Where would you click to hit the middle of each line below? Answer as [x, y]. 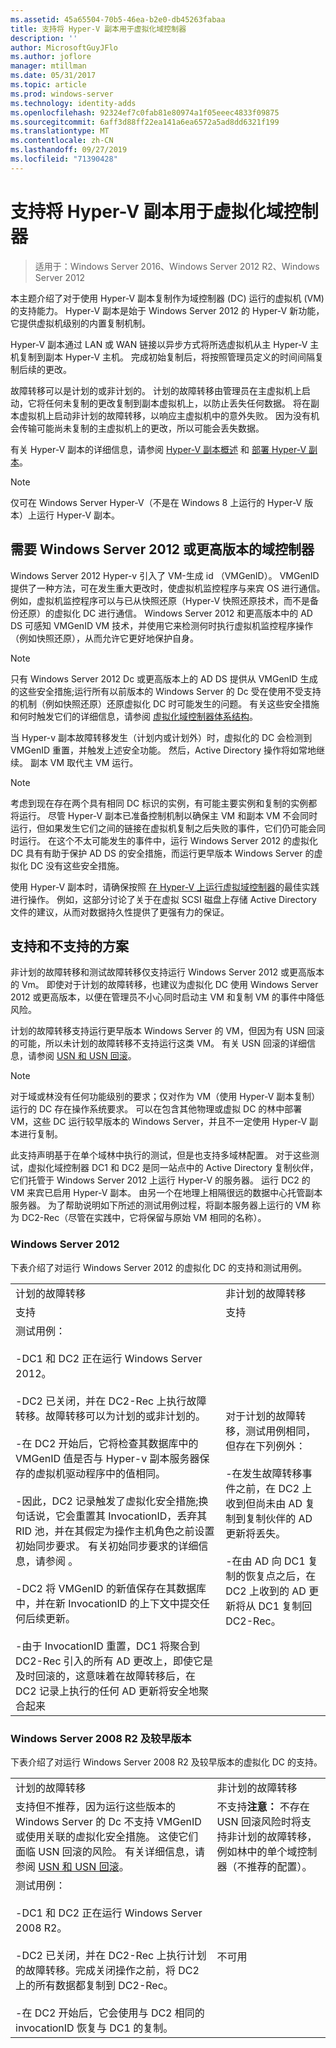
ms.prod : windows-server [62, 94]
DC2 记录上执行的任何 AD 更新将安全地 [107, 1691]
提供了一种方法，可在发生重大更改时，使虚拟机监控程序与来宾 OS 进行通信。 [168, 588]
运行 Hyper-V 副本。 [78, 515]
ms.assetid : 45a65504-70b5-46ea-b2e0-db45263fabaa [118, 19]
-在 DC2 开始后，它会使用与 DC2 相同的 [110, 2013]
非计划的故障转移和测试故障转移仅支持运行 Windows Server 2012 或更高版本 [167, 972]
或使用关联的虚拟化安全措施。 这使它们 [107, 1836]
